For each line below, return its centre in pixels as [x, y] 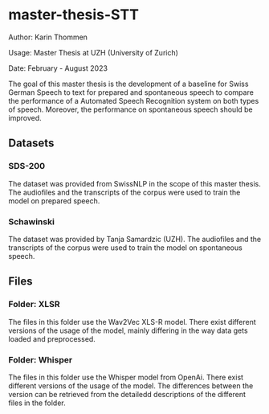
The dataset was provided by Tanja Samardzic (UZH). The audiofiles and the [135, 239]
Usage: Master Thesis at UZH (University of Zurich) [94, 52]
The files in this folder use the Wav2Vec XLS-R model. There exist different [132, 322]
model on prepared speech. [54, 201]
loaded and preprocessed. [52, 338]
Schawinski [31, 221]
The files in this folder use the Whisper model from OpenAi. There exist [126, 377]
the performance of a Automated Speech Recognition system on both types [134, 100]
